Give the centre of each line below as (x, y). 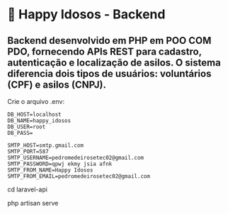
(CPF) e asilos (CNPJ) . (57, 84)
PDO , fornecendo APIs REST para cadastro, (104, 51)
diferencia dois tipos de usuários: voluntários (109, 73)
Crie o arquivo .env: (36, 101)
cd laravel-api (28, 189)
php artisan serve (33, 203)
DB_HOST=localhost (34, 114)
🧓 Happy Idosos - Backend (86, 14)
